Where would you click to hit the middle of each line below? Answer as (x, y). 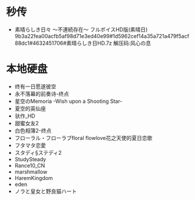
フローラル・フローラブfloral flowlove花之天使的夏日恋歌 (83, 138)
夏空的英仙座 (30, 108)
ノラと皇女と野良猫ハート (46, 191)
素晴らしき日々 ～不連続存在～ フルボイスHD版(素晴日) (81, 29)
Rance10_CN (30, 165)
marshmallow (31, 172)
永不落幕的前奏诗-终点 (42, 94)
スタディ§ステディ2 (38, 152)
